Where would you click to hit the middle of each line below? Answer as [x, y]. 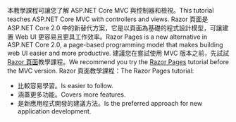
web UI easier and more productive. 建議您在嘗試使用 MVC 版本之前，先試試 [118, 53]
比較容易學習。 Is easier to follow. [66, 86]
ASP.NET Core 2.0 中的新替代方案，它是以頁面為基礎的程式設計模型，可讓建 [118, 28]
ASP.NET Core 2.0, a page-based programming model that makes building [115, 45]
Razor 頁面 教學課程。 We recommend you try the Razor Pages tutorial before [118, 62]
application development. [54, 111]
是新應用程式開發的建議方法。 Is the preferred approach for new [110, 103]
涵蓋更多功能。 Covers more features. [72, 94]
